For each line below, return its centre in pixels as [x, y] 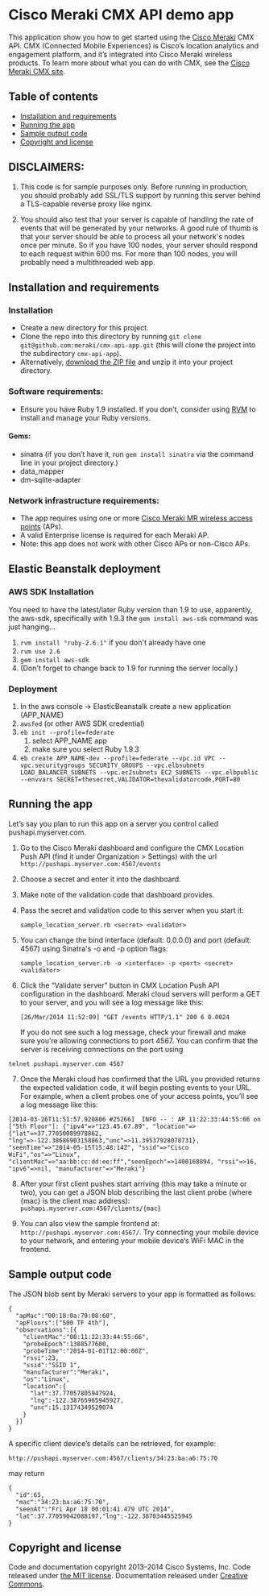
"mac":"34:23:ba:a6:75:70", [63, 1502]
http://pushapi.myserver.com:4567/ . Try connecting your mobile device [139, 1232]
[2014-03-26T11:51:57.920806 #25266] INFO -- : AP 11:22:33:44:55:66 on [135, 1119]
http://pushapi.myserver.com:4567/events [90, 864]
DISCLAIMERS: [46, 167]
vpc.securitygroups [53, 766]
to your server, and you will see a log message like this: [112, 1002]
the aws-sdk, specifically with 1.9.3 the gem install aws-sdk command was [133, 618]
